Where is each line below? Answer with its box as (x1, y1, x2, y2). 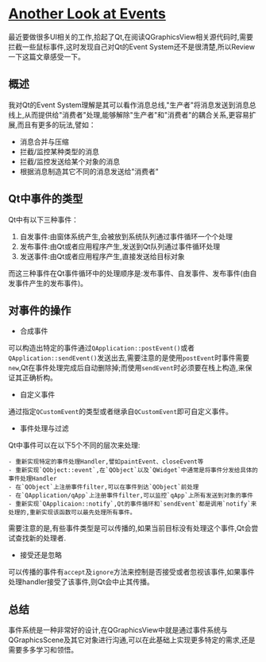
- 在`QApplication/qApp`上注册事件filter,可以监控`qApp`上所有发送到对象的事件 (8, 492, 254, 500)
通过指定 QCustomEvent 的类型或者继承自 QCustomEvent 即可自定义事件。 (8, 407, 233, 416)
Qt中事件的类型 (8, 192, 83, 206)
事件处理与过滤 (19, 424, 69, 433)
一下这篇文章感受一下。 (8, 52, 85, 61)
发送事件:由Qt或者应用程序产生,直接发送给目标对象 (19, 251, 185, 261)
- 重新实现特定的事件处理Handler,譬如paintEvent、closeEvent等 (8, 458, 204, 466)
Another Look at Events (8, 5, 167, 23)
